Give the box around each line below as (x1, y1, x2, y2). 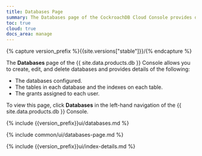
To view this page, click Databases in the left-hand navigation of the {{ (6, 101, 182, 109)
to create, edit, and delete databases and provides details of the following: (6, 65, 191, 73)
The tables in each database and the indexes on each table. (14, 83, 164, 91)
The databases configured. (14, 77, 82, 85)
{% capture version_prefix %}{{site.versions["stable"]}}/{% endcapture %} (6, 47, 192, 55)
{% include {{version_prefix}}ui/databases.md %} (6, 119, 129, 127)
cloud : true (6, 25, 36, 32)
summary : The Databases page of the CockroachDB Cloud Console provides (6, 14, 192, 20)
